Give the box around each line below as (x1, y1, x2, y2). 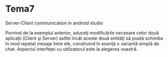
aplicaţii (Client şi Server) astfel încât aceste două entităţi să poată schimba (5, 35, 163, 41)
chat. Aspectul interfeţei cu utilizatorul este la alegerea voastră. (5, 46, 138, 52)
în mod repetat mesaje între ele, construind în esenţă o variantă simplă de (5, 40, 159, 46)
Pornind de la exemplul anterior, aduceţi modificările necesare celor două (5, 30, 159, 36)
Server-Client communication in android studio (5, 20, 103, 26)
